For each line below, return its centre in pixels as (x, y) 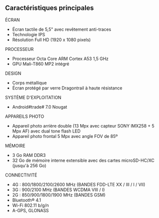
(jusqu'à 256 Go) (29, 165)
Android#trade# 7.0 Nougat (40, 107)
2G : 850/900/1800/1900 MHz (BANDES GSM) (59, 195)
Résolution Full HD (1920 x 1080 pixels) (51, 40)
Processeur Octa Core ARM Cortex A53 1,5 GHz (60, 59)
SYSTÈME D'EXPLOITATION (33, 97)
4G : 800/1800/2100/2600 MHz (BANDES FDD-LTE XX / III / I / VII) (79, 184)
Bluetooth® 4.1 (27, 200)
